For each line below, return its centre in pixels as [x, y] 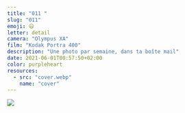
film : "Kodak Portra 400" [44, 45]
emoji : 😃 [21, 26]
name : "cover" [39, 84]
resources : [23, 71]
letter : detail [29, 33]
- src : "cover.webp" [42, 77]
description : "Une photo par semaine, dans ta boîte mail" [93, 52]
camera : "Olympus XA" [38, 39]
